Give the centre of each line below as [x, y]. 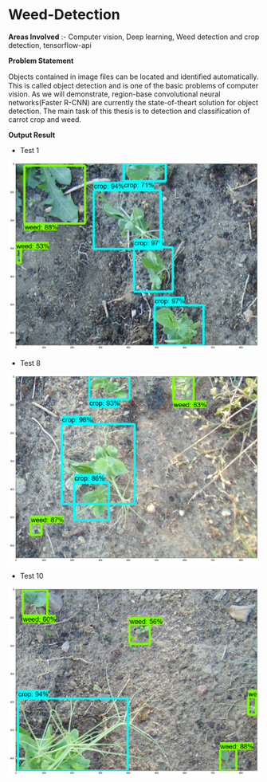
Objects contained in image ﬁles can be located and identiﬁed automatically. [133, 77]
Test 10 [31, 576]
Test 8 [30, 363]
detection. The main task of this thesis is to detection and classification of [130, 111]
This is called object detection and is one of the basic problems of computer [133, 85]
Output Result [32, 135]
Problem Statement [41, 61]
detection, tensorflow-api [50, 45]
